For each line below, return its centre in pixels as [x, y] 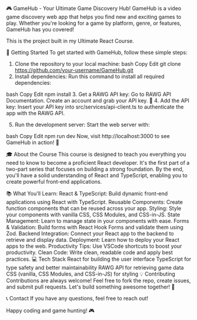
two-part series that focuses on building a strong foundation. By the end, [95, 169]
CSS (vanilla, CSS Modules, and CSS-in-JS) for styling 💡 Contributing [91, 274]
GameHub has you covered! [40, 29]
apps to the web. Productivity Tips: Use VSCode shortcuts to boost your [94, 246]
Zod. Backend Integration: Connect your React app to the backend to [90, 233]
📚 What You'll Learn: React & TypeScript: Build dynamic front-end [87, 193]
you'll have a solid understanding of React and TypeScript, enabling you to [97, 175]
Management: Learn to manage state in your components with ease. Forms [98, 221]
